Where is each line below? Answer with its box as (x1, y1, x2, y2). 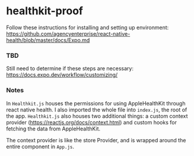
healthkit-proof (6, 4, 83, 18)
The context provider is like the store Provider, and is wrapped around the (6, 136, 186, 143)
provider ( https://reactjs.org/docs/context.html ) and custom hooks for (6, 118, 177, 126)
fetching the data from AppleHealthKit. (6, 125, 101, 132)
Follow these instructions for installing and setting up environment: (6, 24, 169, 31)
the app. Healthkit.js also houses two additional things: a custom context (6, 112, 188, 120)
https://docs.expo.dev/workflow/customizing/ (6, 71, 118, 79)
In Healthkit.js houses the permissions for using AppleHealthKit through (6, 99, 186, 107)
